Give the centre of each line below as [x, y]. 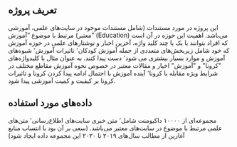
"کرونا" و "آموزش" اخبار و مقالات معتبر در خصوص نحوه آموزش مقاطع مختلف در [115, 65]
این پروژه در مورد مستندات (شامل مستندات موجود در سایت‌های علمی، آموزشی [114, 27]
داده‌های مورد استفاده [50, 103]
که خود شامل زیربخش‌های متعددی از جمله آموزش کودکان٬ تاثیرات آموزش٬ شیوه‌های [119, 50]
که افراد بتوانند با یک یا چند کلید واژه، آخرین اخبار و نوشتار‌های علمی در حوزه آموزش [118, 42]
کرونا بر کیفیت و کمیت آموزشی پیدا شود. [62, 81]
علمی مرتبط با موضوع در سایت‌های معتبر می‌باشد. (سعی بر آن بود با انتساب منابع [115, 128]
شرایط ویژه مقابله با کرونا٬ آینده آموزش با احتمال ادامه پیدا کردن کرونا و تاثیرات [113, 73]
